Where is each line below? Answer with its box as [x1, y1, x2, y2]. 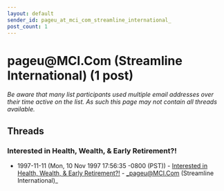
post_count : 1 [7, 23, 48, 30]
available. [7, 105, 36, 113]
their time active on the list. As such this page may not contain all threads [7, 98, 218, 106]
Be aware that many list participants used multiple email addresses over [7, 91, 214, 99]
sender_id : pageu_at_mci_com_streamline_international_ [7, 17, 171, 24]
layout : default [7, 10, 54, 17]
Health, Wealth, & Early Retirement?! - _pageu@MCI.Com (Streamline [17, 169, 214, 177]
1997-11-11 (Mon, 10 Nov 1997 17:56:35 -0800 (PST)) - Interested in [17, 162, 208, 170]
